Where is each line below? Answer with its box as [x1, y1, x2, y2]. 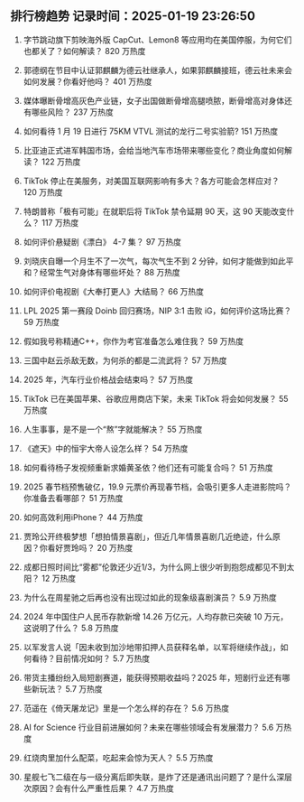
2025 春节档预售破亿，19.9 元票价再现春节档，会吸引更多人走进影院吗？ [23, 481, 292, 492]
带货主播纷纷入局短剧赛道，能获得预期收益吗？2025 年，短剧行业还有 [23, 672, 282, 683]
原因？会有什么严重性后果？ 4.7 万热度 [31, 782, 175, 793]
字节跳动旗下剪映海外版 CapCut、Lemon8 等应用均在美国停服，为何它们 [23, 34, 292, 45]
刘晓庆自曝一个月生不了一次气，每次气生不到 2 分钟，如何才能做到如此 [23, 256, 287, 266]
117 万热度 [41, 217, 79, 228]
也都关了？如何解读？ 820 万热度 [23, 45, 146, 56]
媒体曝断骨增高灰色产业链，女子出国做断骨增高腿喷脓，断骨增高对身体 [23, 95, 285, 106]
